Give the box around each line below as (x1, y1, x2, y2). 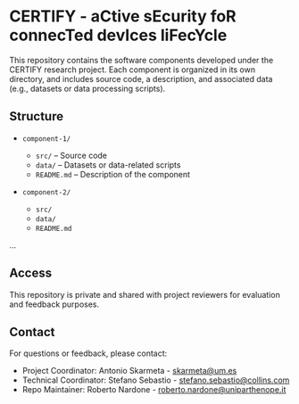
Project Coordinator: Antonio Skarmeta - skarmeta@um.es (21, 366, 237, 376)
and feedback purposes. (9, 299, 100, 309)
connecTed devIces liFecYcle (9, 25, 228, 45)
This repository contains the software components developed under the (9, 54, 274, 65)
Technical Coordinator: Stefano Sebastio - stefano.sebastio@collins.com (21, 375, 290, 385)
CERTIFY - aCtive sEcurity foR (9, 6, 237, 27)
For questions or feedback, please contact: (9, 348, 168, 359)
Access (9, 266, 52, 281)
